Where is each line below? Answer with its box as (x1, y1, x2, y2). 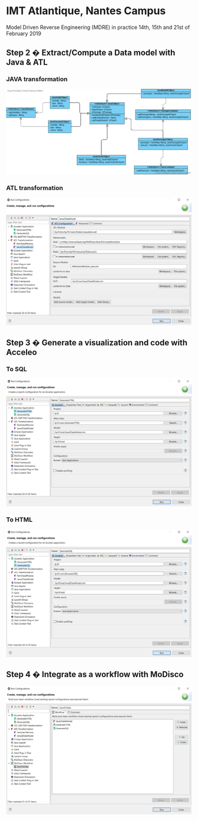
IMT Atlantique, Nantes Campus (6, 4, 166, 18)
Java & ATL (6, 57, 48, 67)
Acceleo (6, 347, 37, 357)
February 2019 (6, 30, 41, 37)
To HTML (6, 515, 33, 524)
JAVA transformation (6, 75, 68, 83)
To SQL (6, 365, 28, 373)
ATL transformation (6, 184, 64, 192)
